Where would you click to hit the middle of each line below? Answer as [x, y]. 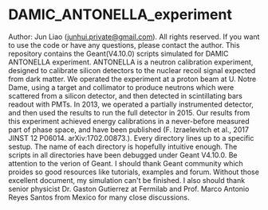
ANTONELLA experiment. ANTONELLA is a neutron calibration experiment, [131, 62]
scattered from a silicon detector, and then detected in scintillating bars [126, 95]
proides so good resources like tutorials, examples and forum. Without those [134, 172]
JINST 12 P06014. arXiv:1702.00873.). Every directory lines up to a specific [131, 138]
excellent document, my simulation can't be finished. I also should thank [127, 180]
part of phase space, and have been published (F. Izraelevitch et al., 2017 [129, 130]
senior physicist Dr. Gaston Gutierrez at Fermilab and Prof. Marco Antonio [129, 189]
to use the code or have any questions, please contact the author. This [124, 45]
